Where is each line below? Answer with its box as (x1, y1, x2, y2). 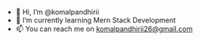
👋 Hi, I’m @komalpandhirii (15, 8, 100, 16)
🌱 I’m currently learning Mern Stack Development (15, 15, 176, 25)
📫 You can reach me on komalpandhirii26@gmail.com (15, 24, 193, 33)
